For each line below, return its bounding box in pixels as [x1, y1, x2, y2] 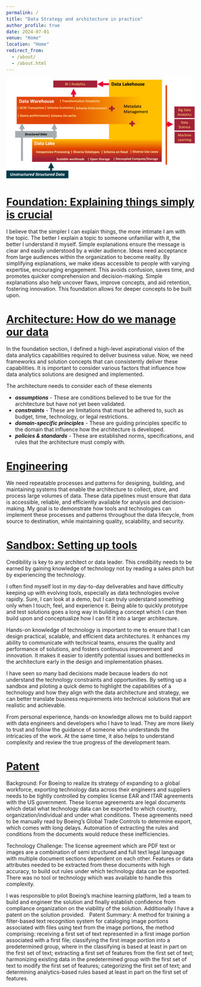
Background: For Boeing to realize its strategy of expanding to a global [6, 780, 180, 787]
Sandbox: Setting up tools [6, 538, 138, 552]
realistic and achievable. [6, 702, 66, 709]
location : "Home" [6, 41, 50, 47]
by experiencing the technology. [6, 571, 86, 579]
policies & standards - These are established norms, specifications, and [14, 432, 194, 440]
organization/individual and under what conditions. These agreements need [6, 811, 193, 819]
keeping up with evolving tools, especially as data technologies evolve [6, 589, 179, 597]
